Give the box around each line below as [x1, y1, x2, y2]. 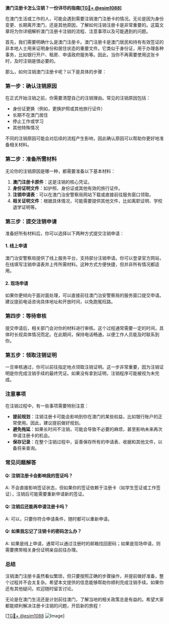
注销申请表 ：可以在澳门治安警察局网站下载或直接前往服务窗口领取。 [12, 191, 154, 198]
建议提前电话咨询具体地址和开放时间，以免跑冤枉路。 [5, 299, 116, 305]
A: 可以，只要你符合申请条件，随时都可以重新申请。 [5, 515, 112, 522]
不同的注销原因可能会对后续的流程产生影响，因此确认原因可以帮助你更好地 [5, 135, 159, 141]
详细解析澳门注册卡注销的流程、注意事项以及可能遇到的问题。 [22, 28, 151, 34]
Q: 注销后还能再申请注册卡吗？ [5, 503, 69, 509]
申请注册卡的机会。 [12, 433, 53, 439]
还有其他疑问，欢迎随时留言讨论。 [5, 586, 76, 592]
